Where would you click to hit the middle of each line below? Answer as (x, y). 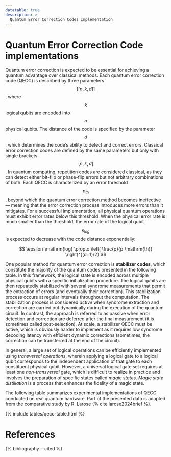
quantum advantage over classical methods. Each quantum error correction (85, 75)
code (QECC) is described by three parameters (55, 81)
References (30, 435)
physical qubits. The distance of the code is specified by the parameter (80, 129)
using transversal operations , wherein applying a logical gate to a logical (82, 356)
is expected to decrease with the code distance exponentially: (70, 239)
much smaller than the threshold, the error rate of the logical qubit (75, 222)
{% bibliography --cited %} (34, 448)
